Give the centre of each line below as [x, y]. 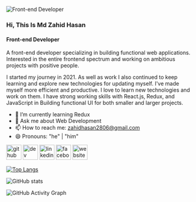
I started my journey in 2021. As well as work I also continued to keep [92, 77]
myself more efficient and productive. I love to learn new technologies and [98, 90]
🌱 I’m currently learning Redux [52, 115]
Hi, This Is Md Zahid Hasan [46, 25]
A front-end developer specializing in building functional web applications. [98, 53]
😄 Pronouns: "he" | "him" [47, 136]
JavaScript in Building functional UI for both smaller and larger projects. [95, 103]
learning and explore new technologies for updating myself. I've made [93, 84]
